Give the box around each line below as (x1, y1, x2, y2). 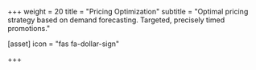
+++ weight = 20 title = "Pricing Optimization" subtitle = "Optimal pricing (7, 7, 249, 16)
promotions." (7, 24, 51, 33)
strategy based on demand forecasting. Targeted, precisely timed (7, 15, 225, 25)
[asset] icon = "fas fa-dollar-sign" (7, 39, 120, 49)
